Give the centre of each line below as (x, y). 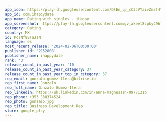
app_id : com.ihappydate (30, 14)
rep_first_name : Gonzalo (31, 83)
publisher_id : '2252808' (31, 51)
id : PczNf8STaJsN (23, 38)
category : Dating (23, 28)
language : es (19, 42)
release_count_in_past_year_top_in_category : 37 (56, 74)
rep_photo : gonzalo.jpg (30, 102)
